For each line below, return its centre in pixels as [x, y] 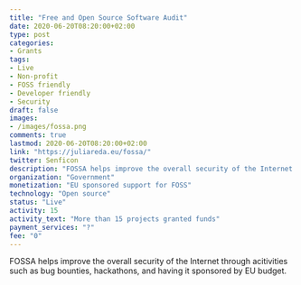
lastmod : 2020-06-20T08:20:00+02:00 [78, 143]
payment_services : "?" [52, 227]
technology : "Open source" [60, 194]
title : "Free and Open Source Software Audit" [99, 18]
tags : [19, 60]
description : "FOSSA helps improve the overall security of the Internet [151, 169]
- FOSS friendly [40, 85]
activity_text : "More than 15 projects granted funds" [115, 219]
